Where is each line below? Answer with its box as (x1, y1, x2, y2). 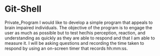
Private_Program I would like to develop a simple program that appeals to (4, 19, 153, 25)
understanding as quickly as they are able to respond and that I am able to (4, 35, 156, 41)
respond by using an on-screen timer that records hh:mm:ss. (4, 45, 128, 51)
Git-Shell (4, 3, 42, 15)
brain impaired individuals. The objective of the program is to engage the (4, 24, 153, 30)
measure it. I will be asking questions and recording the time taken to (4, 40, 145, 46)
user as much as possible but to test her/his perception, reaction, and (4, 30, 146, 36)
